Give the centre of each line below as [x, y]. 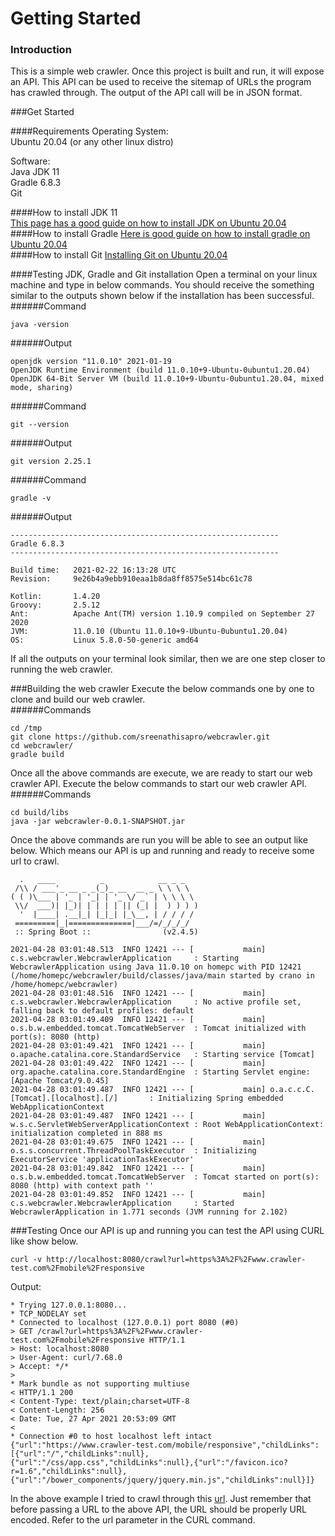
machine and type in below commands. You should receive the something [162, 285]
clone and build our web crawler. [78, 699]
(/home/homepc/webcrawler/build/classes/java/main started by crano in [162, 976]
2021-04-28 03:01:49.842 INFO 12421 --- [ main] [138, 1168]
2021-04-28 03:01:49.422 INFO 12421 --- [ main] [138, 1063]
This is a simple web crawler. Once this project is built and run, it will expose [167, 71]
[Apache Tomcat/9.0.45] [60, 1081]
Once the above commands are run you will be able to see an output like [159, 840]
